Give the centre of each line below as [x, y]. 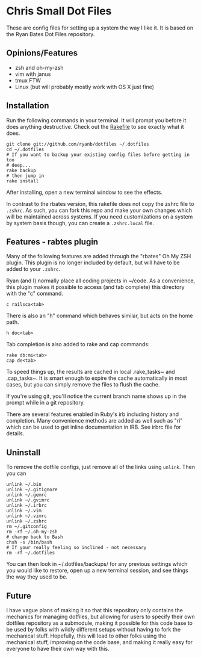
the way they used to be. [37, 577]
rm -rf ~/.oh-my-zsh [32, 532]
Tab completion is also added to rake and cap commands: [78, 344]
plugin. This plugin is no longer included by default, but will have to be [93, 262]
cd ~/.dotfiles [25, 149]
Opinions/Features [42, 53]
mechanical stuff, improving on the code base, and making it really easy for [100, 642]
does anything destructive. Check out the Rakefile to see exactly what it [95, 126]
